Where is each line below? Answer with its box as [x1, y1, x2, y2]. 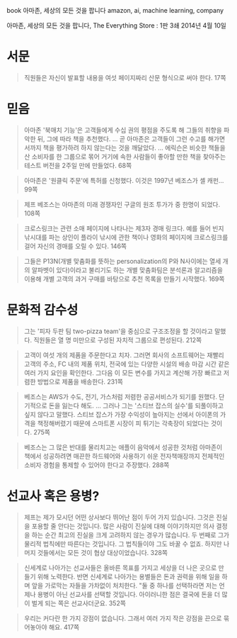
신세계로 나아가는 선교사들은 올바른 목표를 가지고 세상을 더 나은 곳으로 [23, 563, 217, 572]
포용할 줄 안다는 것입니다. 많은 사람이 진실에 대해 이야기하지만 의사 [31, 522, 215, 530]
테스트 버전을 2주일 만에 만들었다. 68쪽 [23, 161, 132, 169]
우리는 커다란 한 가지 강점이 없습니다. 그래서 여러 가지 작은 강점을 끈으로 [23, 614, 222, 622]
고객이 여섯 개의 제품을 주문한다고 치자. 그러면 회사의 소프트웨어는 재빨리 [23, 350, 224, 359]
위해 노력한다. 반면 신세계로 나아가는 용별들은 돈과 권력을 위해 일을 [37, 572, 221, 581]
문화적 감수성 [6, 302, 79, 318]
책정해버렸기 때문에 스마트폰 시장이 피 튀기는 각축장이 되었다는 [37, 419, 209, 427]
